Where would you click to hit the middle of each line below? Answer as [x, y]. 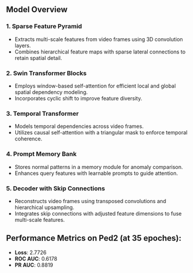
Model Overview [37, 10]
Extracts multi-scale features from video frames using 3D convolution [99, 39]
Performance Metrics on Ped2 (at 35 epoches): [94, 238]
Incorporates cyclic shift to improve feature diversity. [78, 98]
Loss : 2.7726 [31, 252]
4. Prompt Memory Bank [41, 154]
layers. [23, 45]
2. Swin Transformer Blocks [46, 73]
